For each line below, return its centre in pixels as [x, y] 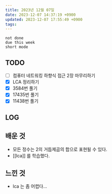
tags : [11, 24]
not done [14, 38]
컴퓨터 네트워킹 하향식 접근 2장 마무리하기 [54, 76]
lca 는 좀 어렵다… [30, 186]
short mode [17, 47]
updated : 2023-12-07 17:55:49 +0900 [44, 19]
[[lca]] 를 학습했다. [31, 155]
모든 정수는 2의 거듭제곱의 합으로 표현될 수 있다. [60, 149]
